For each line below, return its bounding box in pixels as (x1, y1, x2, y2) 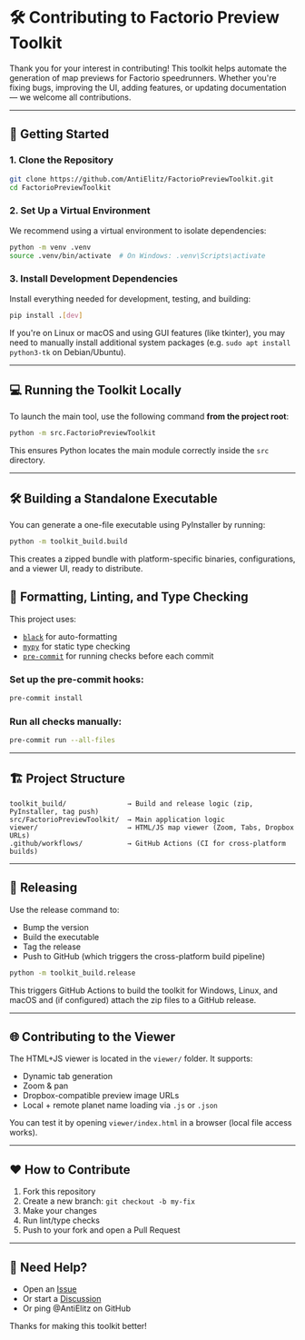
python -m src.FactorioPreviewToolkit (9, 429, 156, 438)
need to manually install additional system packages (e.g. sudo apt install (9, 337, 291, 348)
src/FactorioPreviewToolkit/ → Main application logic (9, 815, 225, 824)
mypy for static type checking (22, 640, 131, 651)
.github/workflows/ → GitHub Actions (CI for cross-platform (9, 839, 286, 848)
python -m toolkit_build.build (9, 537, 128, 546)
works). (9, 1127, 38, 1138)
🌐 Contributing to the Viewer (9, 1029, 176, 1045)
